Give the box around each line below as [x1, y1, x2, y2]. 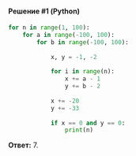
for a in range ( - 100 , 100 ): [22, 32, 115, 39]
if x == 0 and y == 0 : [50, 119, 126, 127]
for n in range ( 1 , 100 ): [8, 24, 90, 32]
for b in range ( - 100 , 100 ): [36, 38, 129, 46]
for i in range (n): [50, 68, 115, 76]
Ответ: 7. [8, 140, 39, 150]
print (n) [64, 126, 93, 134]
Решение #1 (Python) [8, 6, 81, 16]
